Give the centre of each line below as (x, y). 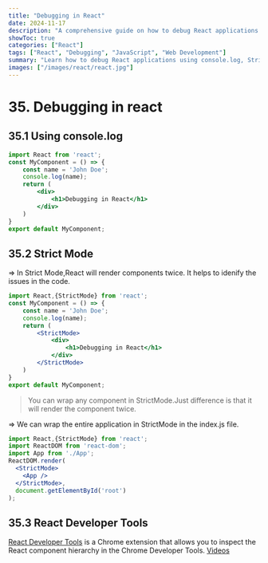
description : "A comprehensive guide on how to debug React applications (134, 30)
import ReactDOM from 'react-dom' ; (67, 446)
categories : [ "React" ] (46, 45)
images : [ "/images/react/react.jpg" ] (71, 68)
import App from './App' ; (51, 454)
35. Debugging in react (85, 106)
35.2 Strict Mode (51, 253)
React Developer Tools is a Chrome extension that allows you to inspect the (132, 542)
